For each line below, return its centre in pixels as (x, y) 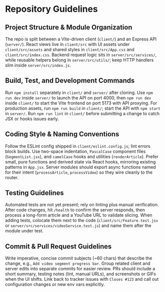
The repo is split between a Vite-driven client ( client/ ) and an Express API (81, 39)
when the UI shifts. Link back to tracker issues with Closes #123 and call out (82, 279)
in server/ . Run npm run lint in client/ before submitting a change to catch (82, 113)
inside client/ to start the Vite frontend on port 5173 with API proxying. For (81, 103)
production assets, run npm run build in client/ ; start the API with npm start (83, 108)
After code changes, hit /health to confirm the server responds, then (75, 210)
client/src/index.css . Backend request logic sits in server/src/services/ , (81, 55)
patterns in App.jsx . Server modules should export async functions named (81, 167)
